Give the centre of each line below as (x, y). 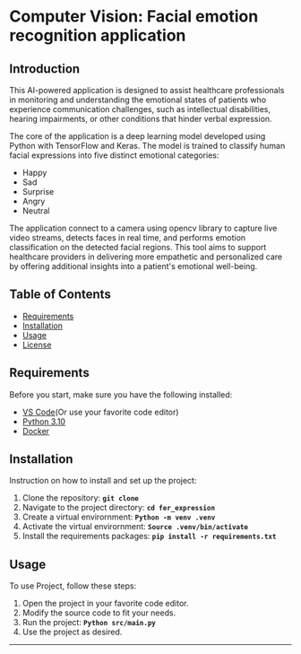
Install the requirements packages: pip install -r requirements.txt (149, 536)
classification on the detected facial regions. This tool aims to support (138, 247)
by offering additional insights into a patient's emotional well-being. (133, 266)
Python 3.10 (43, 421)
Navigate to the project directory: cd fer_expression (119, 508)
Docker (36, 431)
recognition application (98, 35)
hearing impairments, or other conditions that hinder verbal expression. (141, 119)
